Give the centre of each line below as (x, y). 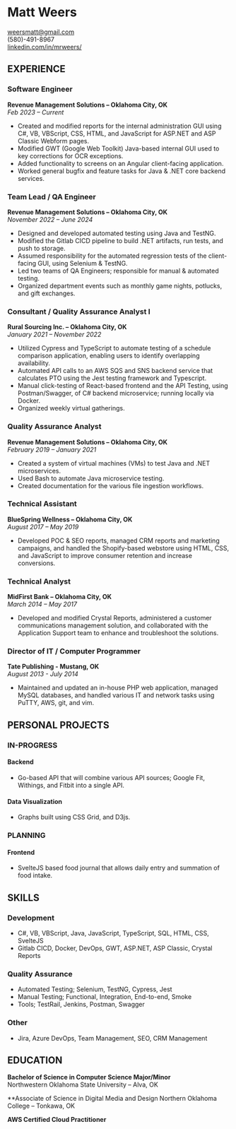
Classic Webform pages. (53, 141)
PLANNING (26, 836)
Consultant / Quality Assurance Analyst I (79, 312)
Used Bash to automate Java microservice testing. (91, 478)
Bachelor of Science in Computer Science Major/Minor (89, 1077)
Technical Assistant (42, 504)
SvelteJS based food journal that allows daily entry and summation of (119, 868)
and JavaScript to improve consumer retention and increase (105, 555)
